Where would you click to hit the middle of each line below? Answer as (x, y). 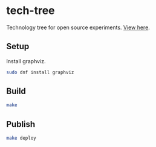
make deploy (21, 138)
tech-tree (31, 11)
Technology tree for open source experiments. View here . (78, 27)
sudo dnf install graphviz (40, 72)
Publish (21, 124)
